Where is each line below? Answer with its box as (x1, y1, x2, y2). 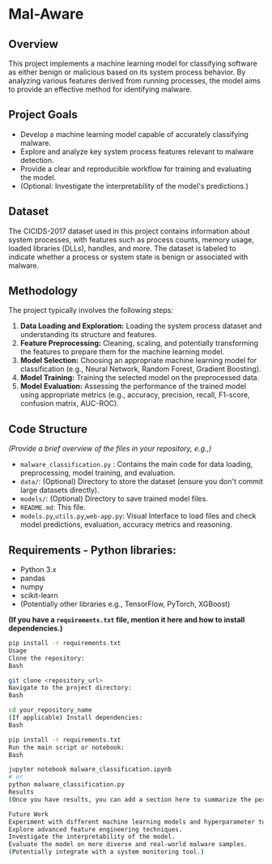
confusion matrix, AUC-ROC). (19, 399, 119, 408)
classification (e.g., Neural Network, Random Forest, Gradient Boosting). (19, 364, 261, 374)
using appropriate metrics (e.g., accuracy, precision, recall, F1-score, (19, 390, 250, 400)
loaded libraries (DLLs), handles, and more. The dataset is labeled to (8, 243, 236, 253)
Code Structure (8, 422, 87, 436)
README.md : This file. (19, 503, 87, 512)
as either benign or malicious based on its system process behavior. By (8, 67, 246, 77)
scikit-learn (19, 591, 58, 601)
